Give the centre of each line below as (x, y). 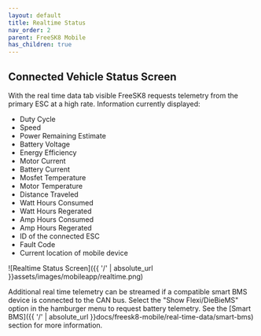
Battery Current (45, 169)
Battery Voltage (45, 144)
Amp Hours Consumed (57, 219)
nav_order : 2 (29, 30)
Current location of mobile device (74, 253)
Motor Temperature (51, 186)
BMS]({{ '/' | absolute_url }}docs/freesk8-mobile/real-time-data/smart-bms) (131, 316)
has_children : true (40, 45)
